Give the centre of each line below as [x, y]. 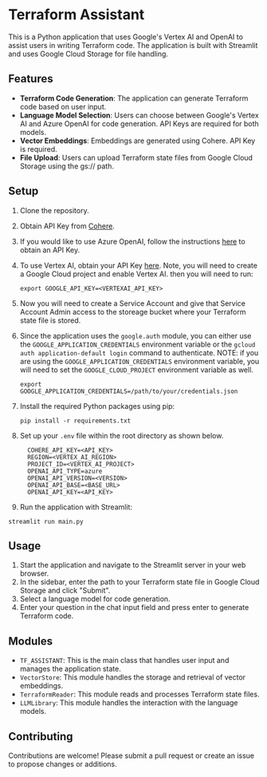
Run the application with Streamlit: [76, 507]
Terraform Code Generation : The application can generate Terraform [134, 98]
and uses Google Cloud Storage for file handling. [88, 54]
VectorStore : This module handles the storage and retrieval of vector [132, 677]
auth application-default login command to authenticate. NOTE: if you [139, 352]
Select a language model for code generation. [95, 599]
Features [31, 79]
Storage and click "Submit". [65, 591]
